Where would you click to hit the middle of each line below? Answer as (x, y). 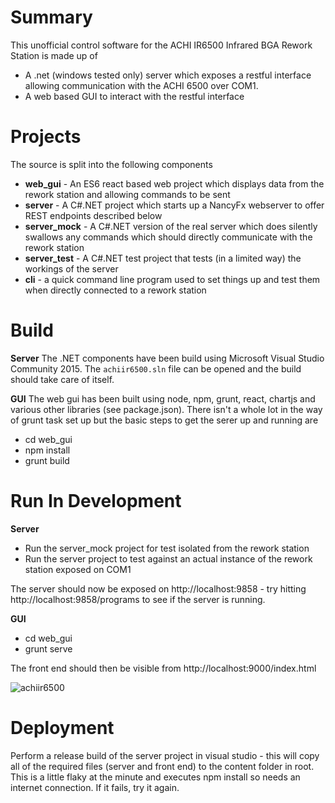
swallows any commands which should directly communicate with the (168, 237)
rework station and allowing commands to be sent (127, 194)
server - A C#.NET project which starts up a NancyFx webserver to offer (174, 205)
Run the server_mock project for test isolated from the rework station (167, 548)
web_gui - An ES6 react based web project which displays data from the (174, 183)
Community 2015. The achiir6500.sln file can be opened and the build (156, 368)
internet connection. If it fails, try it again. (95, 787)
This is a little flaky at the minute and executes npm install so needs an (155, 777)
